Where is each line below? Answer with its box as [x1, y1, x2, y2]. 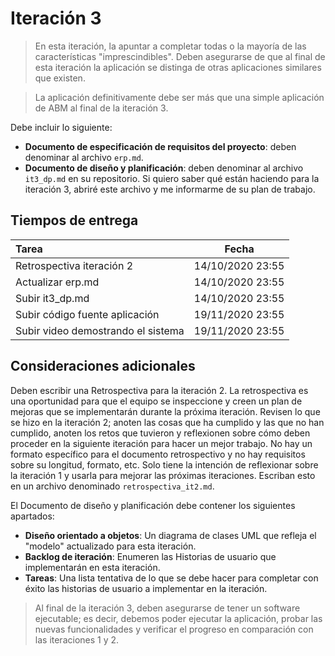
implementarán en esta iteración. [24, 561, 161, 573]
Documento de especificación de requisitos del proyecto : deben [24, 140, 297, 152]
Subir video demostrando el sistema [15, 323, 185, 337]
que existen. [34, 72, 86, 84]
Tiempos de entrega [10, 212, 139, 229]
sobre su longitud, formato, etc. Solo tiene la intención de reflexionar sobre [10, 458, 319, 471]
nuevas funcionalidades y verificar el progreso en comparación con [34, 623, 314, 635]
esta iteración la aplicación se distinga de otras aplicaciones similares [34, 61, 322, 73]
